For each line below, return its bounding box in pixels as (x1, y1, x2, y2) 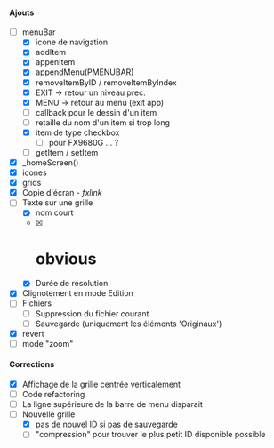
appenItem (35, 57, 76, 68)
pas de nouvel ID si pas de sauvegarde (35, 419, 178, 430)
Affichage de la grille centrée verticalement (21, 379, 181, 389)
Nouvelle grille (21, 409, 76, 420)
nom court (35, 207, 74, 218)
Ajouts (9, 7, 35, 18)
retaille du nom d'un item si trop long (35, 116, 171, 128)
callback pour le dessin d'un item (35, 107, 157, 117)
